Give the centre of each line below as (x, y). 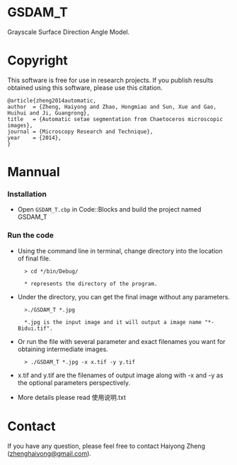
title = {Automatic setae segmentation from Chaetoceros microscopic (115, 119)
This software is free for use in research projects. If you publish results (110, 80)
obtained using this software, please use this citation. (85, 87)
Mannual (34, 172)
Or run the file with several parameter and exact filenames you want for (121, 341)
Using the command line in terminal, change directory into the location (120, 251)
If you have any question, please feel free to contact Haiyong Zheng (106, 446)
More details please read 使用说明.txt (71, 397)
